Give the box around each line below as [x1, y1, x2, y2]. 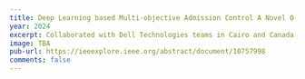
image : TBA [9, 38, 51, 48]
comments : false [9, 55, 71, 64]
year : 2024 [9, 22, 51, 31]
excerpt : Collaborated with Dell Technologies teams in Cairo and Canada [9, 30, 295, 39]
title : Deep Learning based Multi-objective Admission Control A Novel [9, 13, 286, 23]
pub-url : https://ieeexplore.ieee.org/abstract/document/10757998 [9, 47, 266, 56]
